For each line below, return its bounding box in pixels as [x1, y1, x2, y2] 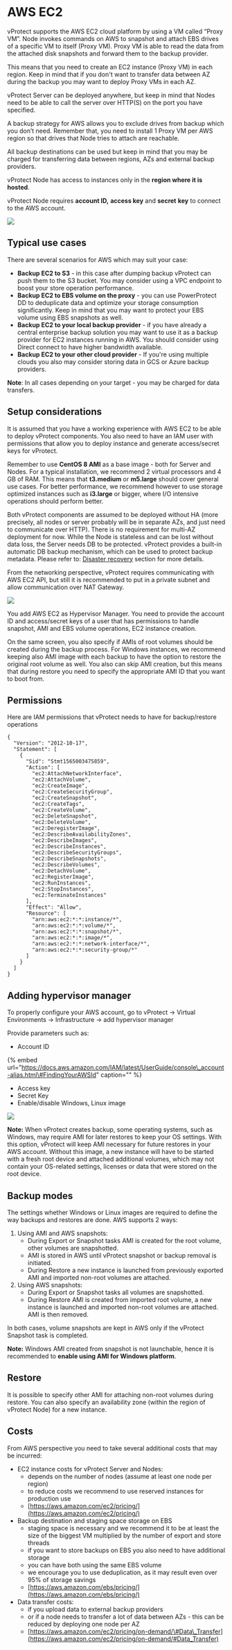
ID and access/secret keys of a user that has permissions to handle [7, 616, 199, 625]
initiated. [27, 1259, 53, 1267]
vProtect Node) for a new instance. [7, 1405, 107, 1414]
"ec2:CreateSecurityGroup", [32, 789, 113, 795]
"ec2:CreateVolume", [32, 807, 91, 814]
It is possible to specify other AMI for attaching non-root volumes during [7, 1390, 213, 1399]
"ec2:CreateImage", [32, 782, 89, 789]
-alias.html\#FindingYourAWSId [7, 1071, 97, 1079]
